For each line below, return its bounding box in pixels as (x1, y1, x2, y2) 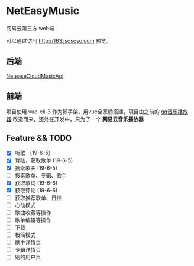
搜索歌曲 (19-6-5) (14, 164, 58, 172)
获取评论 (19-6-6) (14, 186, 58, 194)
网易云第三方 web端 (6, 24, 54, 31)
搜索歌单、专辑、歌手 (14, 172, 67, 179)
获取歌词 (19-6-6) (14, 179, 58, 186)
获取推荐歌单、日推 (14, 194, 62, 201)
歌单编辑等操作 (14, 216, 51, 223)
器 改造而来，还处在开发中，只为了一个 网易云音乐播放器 (6, 115, 144, 122)
